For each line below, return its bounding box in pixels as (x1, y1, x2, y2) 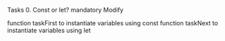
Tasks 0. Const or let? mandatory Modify (7, 6, 124, 14)
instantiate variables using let (7, 27, 91, 34)
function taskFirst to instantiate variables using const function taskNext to (7, 19, 219, 27)
